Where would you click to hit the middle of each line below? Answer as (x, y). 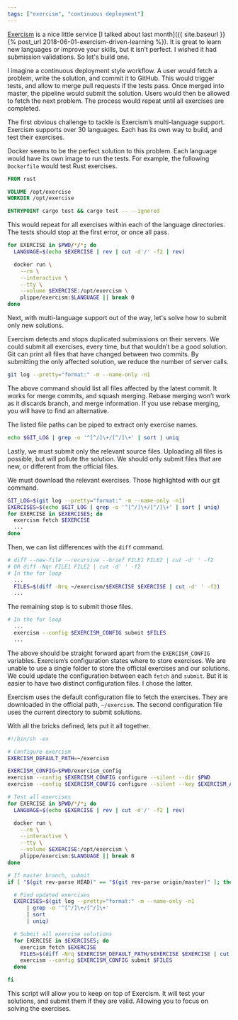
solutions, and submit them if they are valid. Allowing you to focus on (108, 1001)
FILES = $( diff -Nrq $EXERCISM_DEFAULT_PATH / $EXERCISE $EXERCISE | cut (125, 954)
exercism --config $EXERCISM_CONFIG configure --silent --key (101, 784)
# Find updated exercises (52, 895)
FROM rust (22, 179)
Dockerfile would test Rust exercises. (62, 166)
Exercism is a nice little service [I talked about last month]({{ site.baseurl (113, 34)
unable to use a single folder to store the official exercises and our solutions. (119, 668)
